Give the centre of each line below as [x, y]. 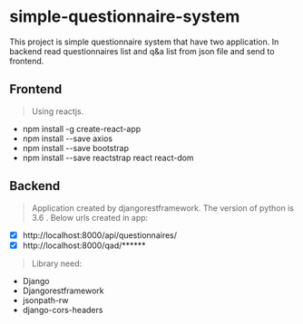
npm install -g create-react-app [82, 129]
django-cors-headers [63, 310]
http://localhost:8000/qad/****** [84, 245]
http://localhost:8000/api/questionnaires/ [100, 235]
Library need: [57, 263]
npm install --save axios [68, 138]
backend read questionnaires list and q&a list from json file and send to [142, 51]
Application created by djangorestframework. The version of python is [163, 208]
